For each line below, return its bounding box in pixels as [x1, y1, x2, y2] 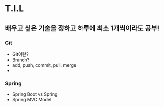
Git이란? [12, 51, 29, 57]
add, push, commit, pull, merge [12, 62, 76, 68]
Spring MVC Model [12, 97, 52, 103]
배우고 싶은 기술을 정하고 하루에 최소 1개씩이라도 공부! [5, 24, 160, 32]
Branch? [12, 57, 30, 63]
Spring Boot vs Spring [12, 91, 58, 97]
